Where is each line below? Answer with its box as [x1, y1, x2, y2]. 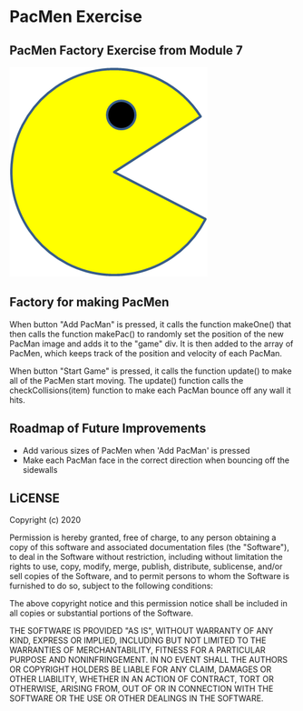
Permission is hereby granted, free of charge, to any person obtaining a [9, 532, 277, 543]
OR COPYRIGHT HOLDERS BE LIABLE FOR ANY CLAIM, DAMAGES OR [9, 664, 272, 675]
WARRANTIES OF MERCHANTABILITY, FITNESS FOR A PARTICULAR [9, 645, 266, 656]
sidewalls [22, 464, 58, 475]
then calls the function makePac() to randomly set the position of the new [9, 328, 284, 339]
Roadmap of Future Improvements [9, 421, 207, 436]
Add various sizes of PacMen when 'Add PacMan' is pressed [22, 445, 250, 456]
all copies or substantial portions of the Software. [9, 607, 193, 619]
